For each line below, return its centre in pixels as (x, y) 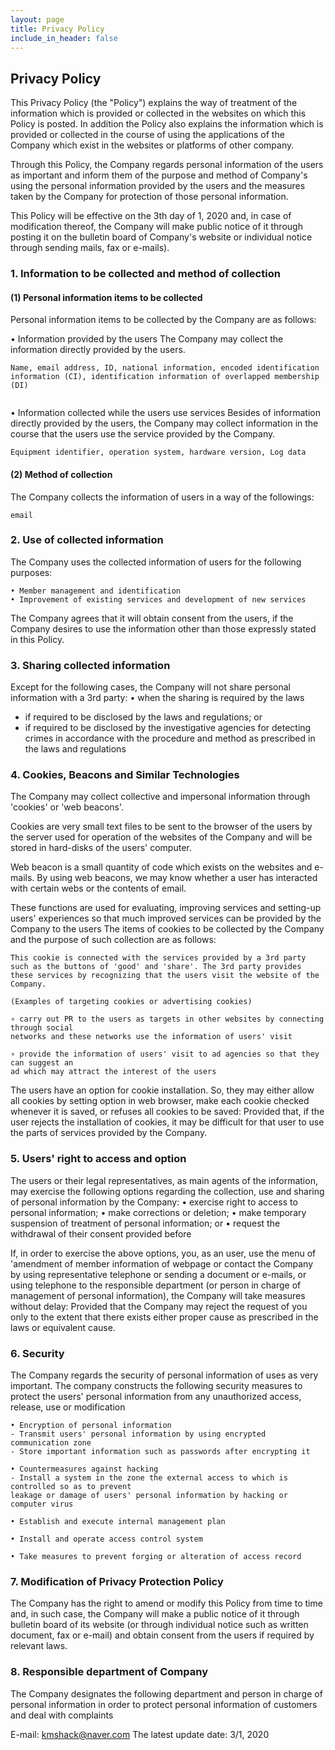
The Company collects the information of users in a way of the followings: (162, 497)
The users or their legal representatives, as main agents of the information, (164, 1180)
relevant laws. (39, 1646)
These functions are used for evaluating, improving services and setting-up (166, 908)
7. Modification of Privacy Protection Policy (117, 1581)
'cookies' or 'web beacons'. (67, 807)
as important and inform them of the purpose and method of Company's (159, 175)
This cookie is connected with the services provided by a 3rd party (158, 958)
